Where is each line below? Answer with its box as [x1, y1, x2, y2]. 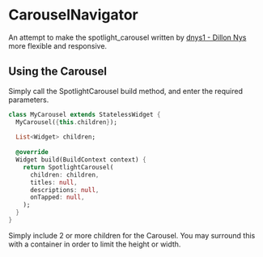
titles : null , [29, 178, 78, 186]
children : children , [29, 170, 100, 179]
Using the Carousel [8, 65, 108, 79]
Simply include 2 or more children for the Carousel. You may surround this [8, 230, 256, 240]
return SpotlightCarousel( [23, 163, 114, 171]
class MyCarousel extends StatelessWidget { [8, 110, 161, 118]
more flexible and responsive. [8, 41, 108, 50]
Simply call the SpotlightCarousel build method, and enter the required [8, 86, 244, 96]
